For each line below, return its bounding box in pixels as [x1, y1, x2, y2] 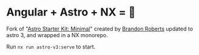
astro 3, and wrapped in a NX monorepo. [6, 31, 108, 38]
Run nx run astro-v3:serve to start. [6, 43, 96, 50]
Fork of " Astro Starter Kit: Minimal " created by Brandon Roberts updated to [6, 25, 193, 32]
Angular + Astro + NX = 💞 [6, 5, 136, 19]
